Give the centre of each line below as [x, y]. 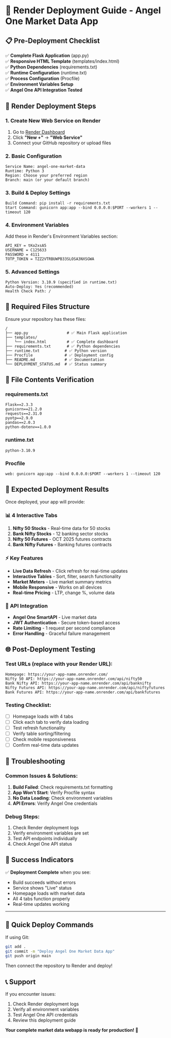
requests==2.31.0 [24, 414]
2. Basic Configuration [34, 156]
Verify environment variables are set [51, 833]
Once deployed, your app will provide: [45, 501]
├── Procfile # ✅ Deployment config [59, 355]
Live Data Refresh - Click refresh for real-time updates [70, 571]
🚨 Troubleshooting [35, 761]
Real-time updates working [41, 904]
